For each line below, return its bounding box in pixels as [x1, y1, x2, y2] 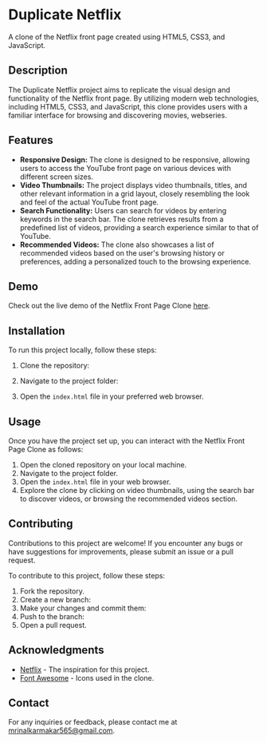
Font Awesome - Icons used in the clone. [19, 673, 155, 682]
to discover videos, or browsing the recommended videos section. [19, 494, 238, 503]
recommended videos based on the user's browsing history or [19, 248, 225, 257]
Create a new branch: [19, 594, 92, 604]
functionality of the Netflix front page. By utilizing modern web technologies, [8, 93, 260, 103]
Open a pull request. [19, 620, 88, 630]
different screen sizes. [19, 172, 94, 181]
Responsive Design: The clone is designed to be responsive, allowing [19, 154, 250, 165]
